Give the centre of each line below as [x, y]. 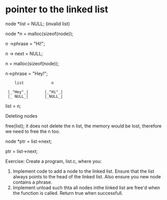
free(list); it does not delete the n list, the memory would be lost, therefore [83, 126]
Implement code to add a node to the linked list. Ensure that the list [83, 171]
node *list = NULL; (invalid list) [38, 24]
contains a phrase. [32, 182]
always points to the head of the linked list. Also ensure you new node [87, 176]
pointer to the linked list [57, 10]
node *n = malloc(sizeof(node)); [39, 33]
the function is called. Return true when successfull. [68, 193]
